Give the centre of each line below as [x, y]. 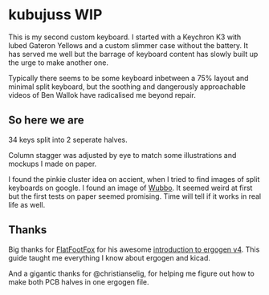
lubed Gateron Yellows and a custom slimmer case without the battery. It [128, 45]
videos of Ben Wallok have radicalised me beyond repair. [102, 95]
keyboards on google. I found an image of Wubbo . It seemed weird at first [130, 188]
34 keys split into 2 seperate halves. [68, 139]
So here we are [46, 121]
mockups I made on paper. [53, 164]
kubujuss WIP [55, 15]
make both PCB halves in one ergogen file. [79, 281]
